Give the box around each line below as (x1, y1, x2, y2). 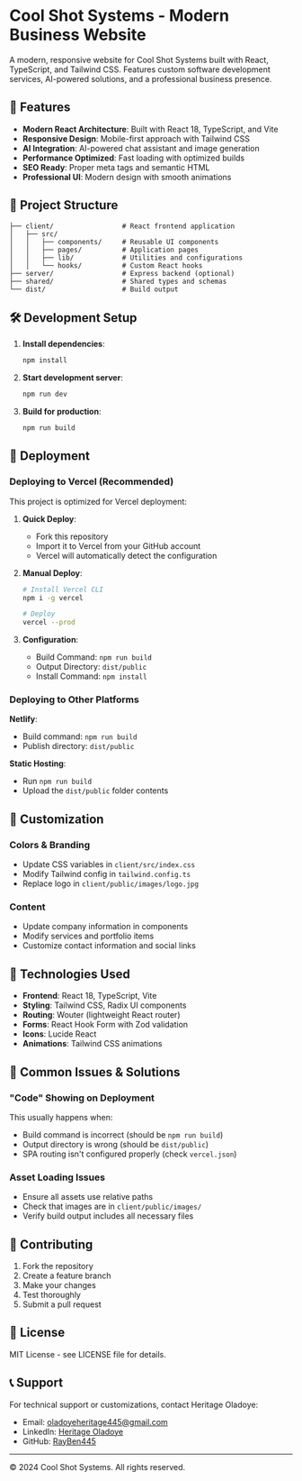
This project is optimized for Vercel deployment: (9, 496, 187, 507)
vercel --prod (22, 618, 75, 627)
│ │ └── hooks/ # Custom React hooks (9, 261, 203, 270)
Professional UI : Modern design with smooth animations (22, 171, 232, 182)
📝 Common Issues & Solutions (9, 1065, 181, 1080)
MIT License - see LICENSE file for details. (9, 1348, 166, 1359)
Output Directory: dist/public (35, 662, 147, 672)
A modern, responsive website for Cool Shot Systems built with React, (9, 54, 270, 65)
